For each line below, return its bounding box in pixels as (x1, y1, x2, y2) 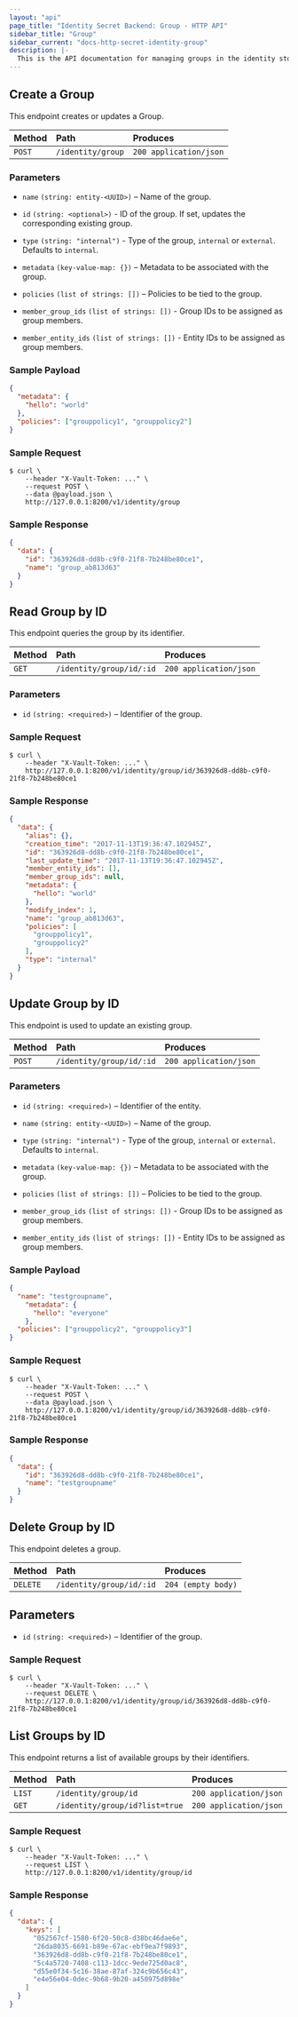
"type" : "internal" (25, 956, 98, 965)
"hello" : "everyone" (32, 1308, 109, 1317)
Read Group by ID (9, 604, 108, 619)
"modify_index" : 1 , (25, 905, 98, 915)
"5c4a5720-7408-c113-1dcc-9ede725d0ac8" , (32, 1958, 189, 1967)
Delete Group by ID (9, 1520, 115, 1535)
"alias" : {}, (25, 831, 74, 840)
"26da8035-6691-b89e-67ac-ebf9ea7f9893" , (32, 1942, 189, 1950)
